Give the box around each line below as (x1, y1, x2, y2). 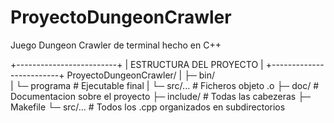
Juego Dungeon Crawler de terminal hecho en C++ (10, 39, 222, 51)
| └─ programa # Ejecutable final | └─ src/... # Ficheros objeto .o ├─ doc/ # (10, 79, 320, 91)
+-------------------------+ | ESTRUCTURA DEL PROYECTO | (10, 58, 264, 70)
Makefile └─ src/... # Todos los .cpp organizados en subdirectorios (10, 101, 286, 113)
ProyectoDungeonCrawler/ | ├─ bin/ (66, 69, 216, 81)
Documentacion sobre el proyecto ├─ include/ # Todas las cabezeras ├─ (10, 90, 312, 102)
